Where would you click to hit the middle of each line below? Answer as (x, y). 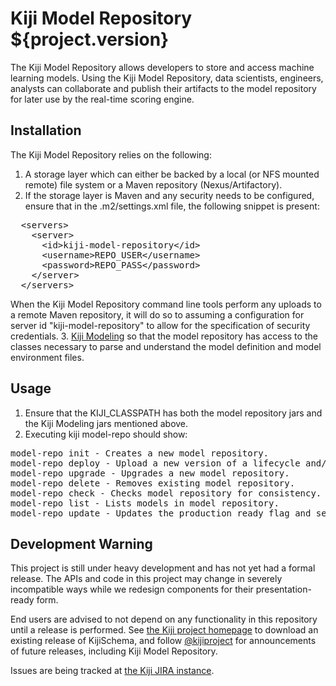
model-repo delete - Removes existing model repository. (153, 483)
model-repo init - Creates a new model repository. (140, 453)
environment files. (47, 357)
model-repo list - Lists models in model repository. (145, 503)
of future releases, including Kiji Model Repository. (114, 651)
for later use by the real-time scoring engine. (102, 99)
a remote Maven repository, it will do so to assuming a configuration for (157, 314)
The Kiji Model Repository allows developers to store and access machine (162, 67)
